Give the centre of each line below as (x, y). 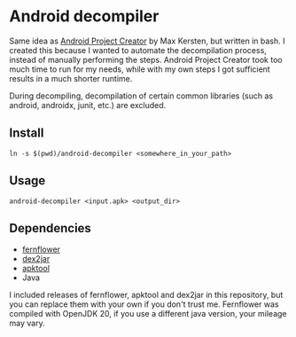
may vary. (27, 323)
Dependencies (50, 228)
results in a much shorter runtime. (71, 78)
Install (27, 133)
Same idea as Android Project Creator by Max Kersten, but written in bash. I (147, 41)
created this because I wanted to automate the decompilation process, (138, 50)
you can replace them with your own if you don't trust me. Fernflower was (144, 304)
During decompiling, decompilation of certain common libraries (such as (141, 96)
